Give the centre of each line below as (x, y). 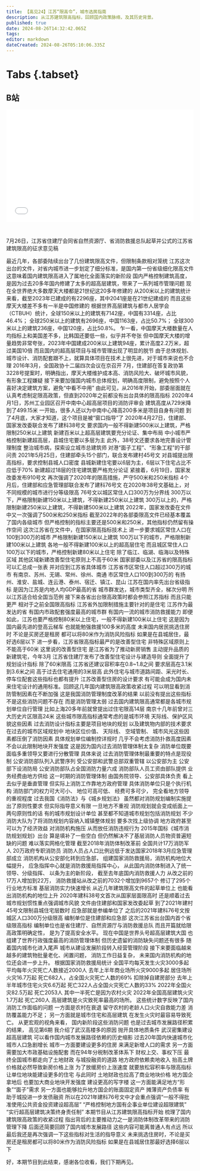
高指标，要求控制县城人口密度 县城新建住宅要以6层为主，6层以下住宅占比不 (99, 463)
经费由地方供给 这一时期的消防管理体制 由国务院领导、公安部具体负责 (96, 776)
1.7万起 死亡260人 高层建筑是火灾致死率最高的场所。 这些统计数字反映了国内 (100, 1000)
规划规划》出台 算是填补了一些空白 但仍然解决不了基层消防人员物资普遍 (99, 836)
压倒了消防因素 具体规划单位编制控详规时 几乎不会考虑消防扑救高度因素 (104, 739)
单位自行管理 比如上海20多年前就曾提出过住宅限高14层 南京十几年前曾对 (99, 709)
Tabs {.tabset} (43, 75)
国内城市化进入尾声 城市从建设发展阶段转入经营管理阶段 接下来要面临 (96, 948)
